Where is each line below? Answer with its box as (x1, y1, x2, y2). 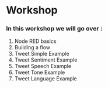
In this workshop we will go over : (6, 25, 103, 33)
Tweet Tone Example (14, 69, 65, 76)
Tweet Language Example (14, 75, 77, 82)
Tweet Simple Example (14, 50, 70, 57)
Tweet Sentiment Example (14, 56, 78, 63)
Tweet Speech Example (14, 63, 72, 70)
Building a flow (14, 44, 51, 51)
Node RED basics (14, 38, 57, 45)
